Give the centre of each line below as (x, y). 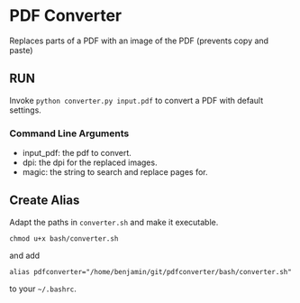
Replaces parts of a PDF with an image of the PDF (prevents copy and (139, 41)
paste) (21, 50)
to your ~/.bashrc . (43, 289)
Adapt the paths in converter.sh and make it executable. (114, 222)
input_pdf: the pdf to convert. (77, 153)
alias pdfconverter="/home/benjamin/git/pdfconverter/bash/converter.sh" (151, 271)
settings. (26, 110)
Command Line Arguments (69, 133)
